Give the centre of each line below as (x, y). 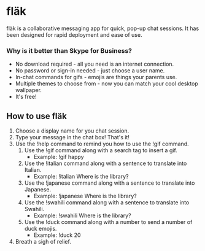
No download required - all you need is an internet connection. (95, 64)
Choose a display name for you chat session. (72, 131)
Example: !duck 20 (57, 235)
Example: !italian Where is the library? (81, 177)
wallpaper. (28, 90)
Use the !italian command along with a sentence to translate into (106, 163)
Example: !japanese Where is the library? (85, 196)
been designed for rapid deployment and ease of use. (74, 34)
